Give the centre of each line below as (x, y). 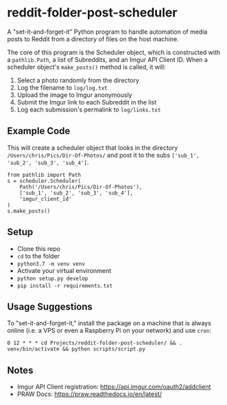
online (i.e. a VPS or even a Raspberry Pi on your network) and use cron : (109, 331)
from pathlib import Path (44, 175)
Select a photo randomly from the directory (78, 80)
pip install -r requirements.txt (65, 286)
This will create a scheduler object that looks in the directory (93, 147)
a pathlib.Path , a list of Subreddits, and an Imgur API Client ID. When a (107, 59)
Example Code (39, 131)
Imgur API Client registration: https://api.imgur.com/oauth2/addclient (114, 387)
